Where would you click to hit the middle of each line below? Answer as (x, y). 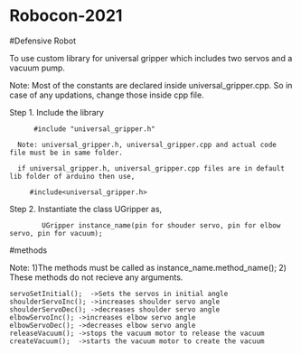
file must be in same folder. (66, 153)
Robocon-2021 (66, 16)
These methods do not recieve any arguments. (96, 277)
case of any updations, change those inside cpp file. (107, 95)
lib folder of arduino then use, (72, 176)
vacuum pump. (38, 68)
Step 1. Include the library (56, 112)
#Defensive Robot (43, 41)
